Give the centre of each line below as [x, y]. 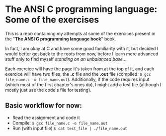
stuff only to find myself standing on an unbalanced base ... [67, 59]
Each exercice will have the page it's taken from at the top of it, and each [80, 69]
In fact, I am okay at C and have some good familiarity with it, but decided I [82, 48]
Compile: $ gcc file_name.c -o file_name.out [60, 123]
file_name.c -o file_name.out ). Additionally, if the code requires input [77, 79]
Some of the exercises [52, 20]
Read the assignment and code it [46, 118]
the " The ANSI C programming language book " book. [61, 39]
